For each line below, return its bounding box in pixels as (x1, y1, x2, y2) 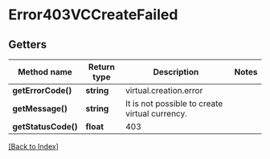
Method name (17, 67, 72, 77)
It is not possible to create (125, 98, 223, 109)
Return (88, 62, 115, 72)
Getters (8, 38, 47, 51)
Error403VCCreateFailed (8, 6, 178, 24)
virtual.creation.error (125, 85, 203, 96)
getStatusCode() (12, 121, 78, 132)
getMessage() (12, 103, 68, 114)
